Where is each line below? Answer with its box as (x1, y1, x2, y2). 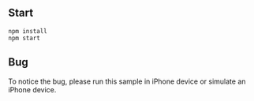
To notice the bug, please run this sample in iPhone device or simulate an (8, 77, 246, 86)
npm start (8, 34, 41, 42)
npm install (8, 27, 47, 35)
